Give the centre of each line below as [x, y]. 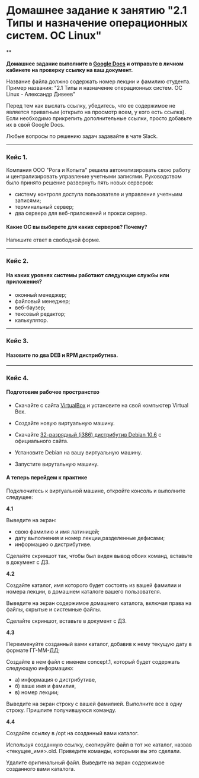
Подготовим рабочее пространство [53, 392]
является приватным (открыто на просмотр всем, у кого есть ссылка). [96, 112]
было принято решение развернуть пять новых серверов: [80, 183]
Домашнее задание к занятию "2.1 [97, 10]
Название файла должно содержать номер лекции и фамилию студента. [98, 81]
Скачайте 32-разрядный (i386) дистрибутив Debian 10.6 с [88, 434]
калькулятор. [31, 320]
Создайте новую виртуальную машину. [65, 423]
